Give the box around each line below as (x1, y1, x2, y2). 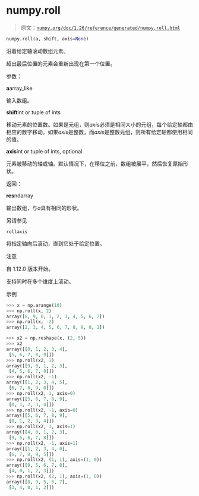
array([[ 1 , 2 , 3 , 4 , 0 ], (6, 445, 68, 452)
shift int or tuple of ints (6, 108, 61, 116)
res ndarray (6, 192, 34, 199)
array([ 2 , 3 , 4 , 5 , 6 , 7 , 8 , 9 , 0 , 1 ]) (6, 325, 105, 331)
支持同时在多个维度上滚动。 (6, 278, 74, 285)
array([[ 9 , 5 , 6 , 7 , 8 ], (6, 462, 68, 469)
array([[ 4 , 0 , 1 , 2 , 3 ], (6, 429, 68, 435)
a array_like (6, 84, 33, 92)
